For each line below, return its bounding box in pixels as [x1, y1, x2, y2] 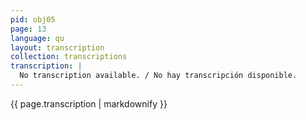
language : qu [10, 33, 65, 43]
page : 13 [10, 24, 47, 34]
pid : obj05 [10, 14, 56, 25]
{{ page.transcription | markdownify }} [10, 97, 168, 110]
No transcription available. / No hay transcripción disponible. [19, 71, 298, 81]
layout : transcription [10, 42, 105, 53]
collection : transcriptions [10, 52, 128, 62]
